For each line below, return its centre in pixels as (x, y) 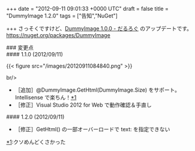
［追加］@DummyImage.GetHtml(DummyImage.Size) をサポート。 (97, 90)
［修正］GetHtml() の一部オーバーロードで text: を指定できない (92, 129)
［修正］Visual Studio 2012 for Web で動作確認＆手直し (83, 105)
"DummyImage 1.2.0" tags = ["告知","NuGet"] (62, 16)
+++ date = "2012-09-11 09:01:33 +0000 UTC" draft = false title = (88, 9)
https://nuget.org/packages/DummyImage (58, 35)
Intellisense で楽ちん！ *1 (46, 97)
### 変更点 (20, 48)
